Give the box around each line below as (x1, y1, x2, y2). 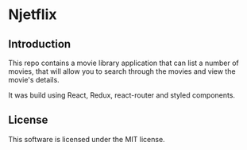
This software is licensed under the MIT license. (8, 134, 165, 144)
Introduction (8, 37, 71, 51)
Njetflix (8, 6, 57, 24)
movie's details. (8, 75, 60, 84)
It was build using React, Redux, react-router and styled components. (8, 90, 236, 100)
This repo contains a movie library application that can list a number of (8, 58, 240, 67)
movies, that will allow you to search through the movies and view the (8, 67, 236, 76)
